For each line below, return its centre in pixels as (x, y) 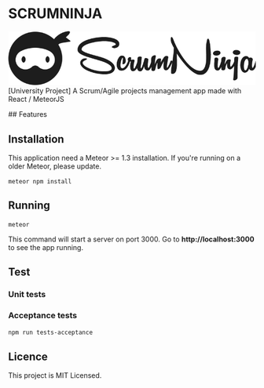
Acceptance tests (42, 316)
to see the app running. (46, 247)
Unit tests (27, 295)
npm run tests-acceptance (50, 333)
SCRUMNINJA (55, 14)
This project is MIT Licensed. (55, 375)
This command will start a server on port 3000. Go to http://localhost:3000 (131, 239)
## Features (27, 114)
